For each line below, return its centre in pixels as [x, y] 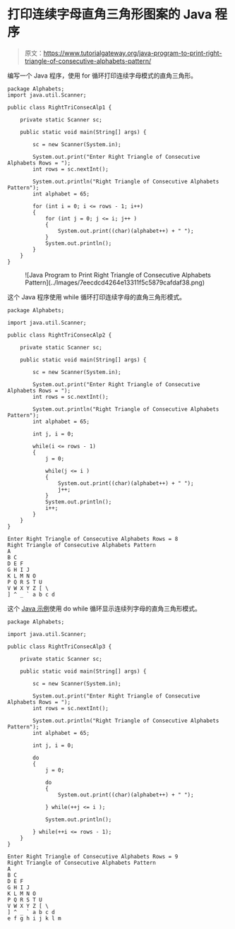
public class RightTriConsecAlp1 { [60, 107]
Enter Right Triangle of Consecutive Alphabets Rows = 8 [93, 539]
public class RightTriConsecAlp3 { [60, 647]
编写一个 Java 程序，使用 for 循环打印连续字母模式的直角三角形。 [102, 76]
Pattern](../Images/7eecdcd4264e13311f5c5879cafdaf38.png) [115, 282]
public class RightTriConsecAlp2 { [60, 335]
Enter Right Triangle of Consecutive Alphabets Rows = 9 [93, 856]
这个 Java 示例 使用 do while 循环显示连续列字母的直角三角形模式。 [104, 609]
